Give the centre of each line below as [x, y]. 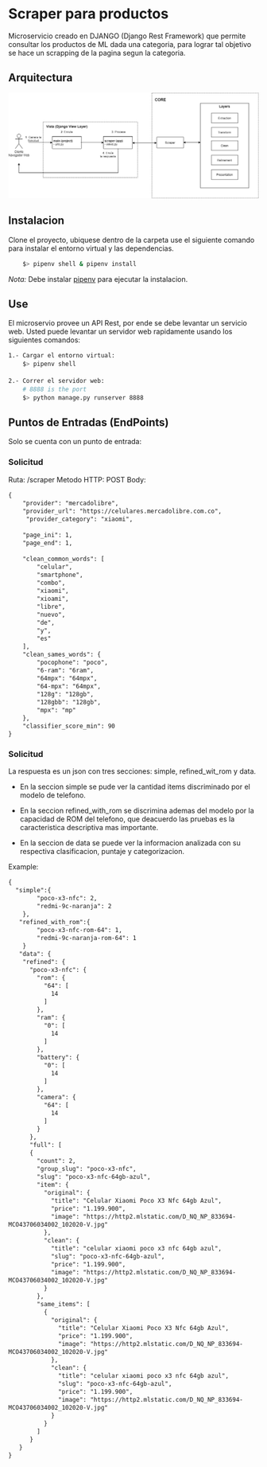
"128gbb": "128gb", [69, 702]
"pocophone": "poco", [73, 662]
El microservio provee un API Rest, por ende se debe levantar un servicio [128, 323]
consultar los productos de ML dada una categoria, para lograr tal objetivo [130, 44]
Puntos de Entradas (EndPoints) [89, 423]
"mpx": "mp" [57, 710]
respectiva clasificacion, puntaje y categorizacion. [102, 852]
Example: [23, 867]
